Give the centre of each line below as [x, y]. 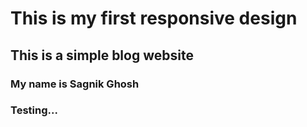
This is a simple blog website [102, 55]
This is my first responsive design [154, 18]
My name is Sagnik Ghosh [75, 84]
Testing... [34, 110]
